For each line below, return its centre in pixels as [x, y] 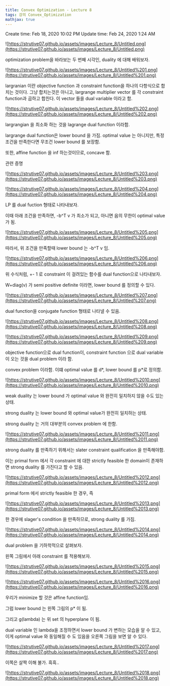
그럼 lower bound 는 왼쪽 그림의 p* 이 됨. [46, 609]
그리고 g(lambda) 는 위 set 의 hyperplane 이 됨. [53, 619]
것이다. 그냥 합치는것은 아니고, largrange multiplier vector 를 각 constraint [89, 92]
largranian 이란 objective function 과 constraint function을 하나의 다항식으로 [82, 86]
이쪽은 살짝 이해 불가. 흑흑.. [32, 663]
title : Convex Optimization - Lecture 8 [49, 10]
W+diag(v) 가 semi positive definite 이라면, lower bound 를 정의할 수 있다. [80, 285]
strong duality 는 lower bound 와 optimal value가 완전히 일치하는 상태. [76, 413]
